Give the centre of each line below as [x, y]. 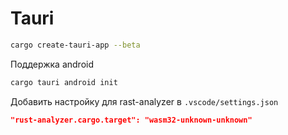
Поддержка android [52, 64]
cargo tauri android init [64, 82]
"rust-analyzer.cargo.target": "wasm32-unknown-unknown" [131, 120]
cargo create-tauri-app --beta [75, 45]
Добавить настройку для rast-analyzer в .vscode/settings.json [144, 101]
